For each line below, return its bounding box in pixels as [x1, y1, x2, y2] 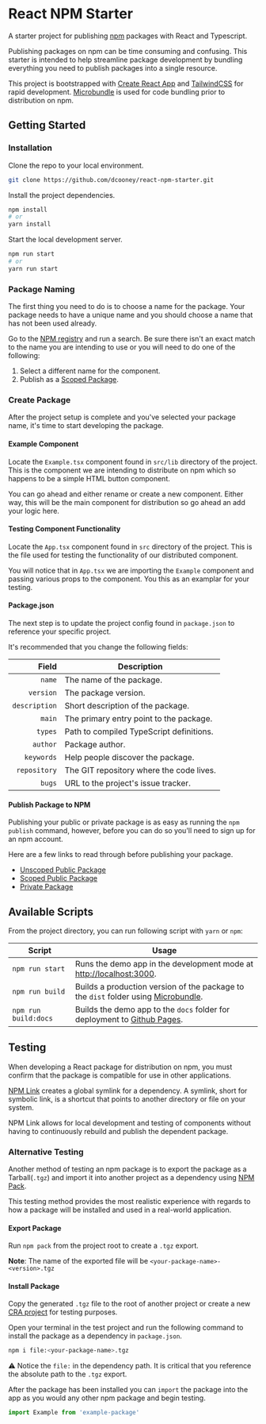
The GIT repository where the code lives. [64, 764, 216, 775]
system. [8, 1102, 34, 1112]
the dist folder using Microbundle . [74, 990, 203, 1001]
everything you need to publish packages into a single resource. [8, 63, 218, 72]
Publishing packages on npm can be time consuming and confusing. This [8, 46, 248, 56]
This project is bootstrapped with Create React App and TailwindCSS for [8, 79, 244, 88]
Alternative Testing [8, 1146, 84, 1157]
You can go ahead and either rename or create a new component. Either [8, 489, 244, 499]
